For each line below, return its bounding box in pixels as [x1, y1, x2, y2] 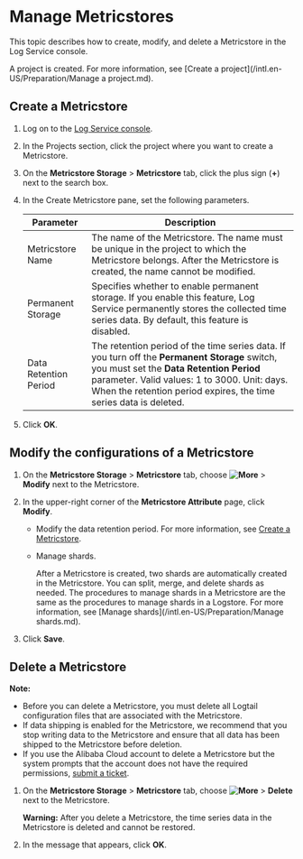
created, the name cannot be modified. [91, 264, 256, 277]
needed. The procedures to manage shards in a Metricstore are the [35, 587, 286, 597]
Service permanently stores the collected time [91, 302, 287, 315]
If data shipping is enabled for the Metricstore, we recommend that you [22, 720, 288, 731]
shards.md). [35, 615, 81, 626]
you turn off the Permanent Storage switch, [91, 350, 278, 363]
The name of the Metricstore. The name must [91, 231, 283, 244]
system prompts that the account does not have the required [22, 758, 248, 769]
